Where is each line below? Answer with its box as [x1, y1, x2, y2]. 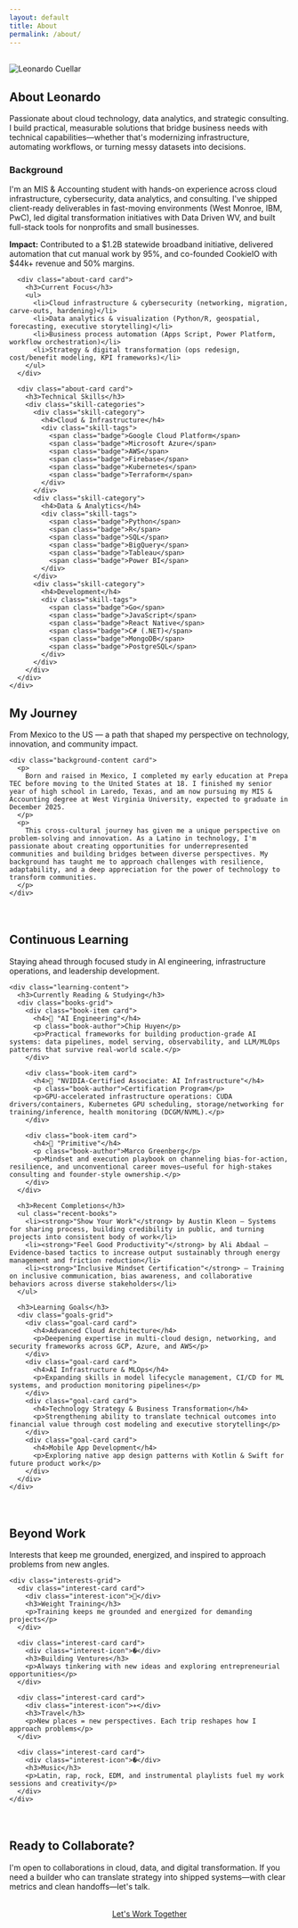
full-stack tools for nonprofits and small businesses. [9, 222, 200, 233]
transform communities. [9, 873, 98, 882]
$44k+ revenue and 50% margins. [9, 258, 135, 269]
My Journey [9, 706, 78, 721]
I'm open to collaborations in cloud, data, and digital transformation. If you [9, 1862, 280, 1873]
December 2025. [9, 803, 66, 812]
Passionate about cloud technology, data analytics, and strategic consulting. [9, 113, 289, 124]
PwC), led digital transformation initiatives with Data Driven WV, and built [9, 212, 276, 223]
